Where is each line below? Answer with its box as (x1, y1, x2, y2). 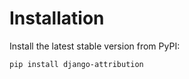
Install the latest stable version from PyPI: (9, 40, 181, 52)
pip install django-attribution (9, 59, 144, 69)
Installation (9, 7, 105, 30)
